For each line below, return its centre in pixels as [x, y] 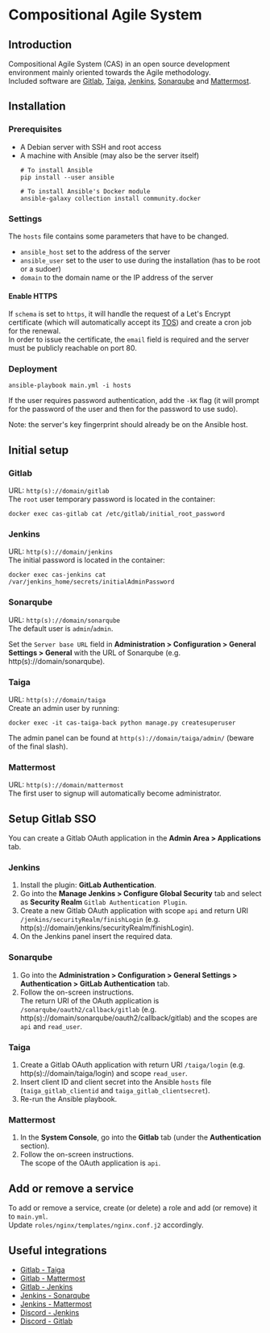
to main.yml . [28, 1217]
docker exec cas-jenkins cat [57, 575]
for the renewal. [35, 331]
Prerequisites [35, 129]
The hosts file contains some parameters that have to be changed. [118, 236]
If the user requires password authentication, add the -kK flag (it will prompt [134, 401]
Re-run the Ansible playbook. [69, 1099]
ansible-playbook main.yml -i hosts [70, 386]
